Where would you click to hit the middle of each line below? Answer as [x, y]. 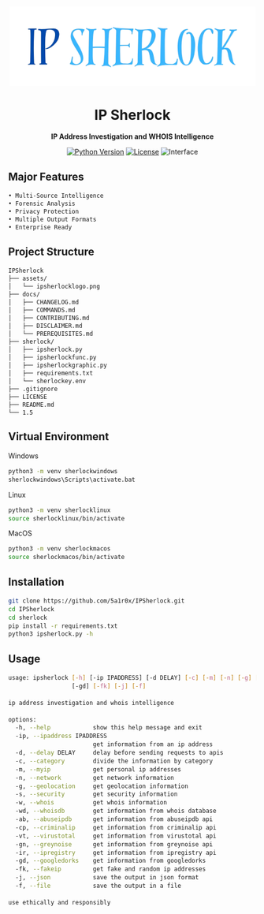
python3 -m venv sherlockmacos [59, 549]
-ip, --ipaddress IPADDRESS [61, 736]
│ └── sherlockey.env [47, 381]
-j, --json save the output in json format [107, 878]
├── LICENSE [28, 397]
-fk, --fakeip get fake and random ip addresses [111, 869]
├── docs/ [24, 295]
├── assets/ [28, 279]
